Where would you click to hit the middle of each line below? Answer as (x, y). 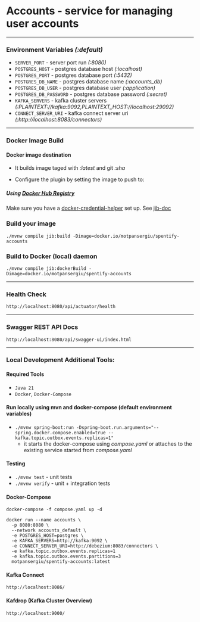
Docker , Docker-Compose (43, 394)
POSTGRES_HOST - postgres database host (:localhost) (79, 69)
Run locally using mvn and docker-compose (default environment (89, 408)
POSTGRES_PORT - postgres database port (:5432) (73, 75)
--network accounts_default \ (49, 531)
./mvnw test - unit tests (43, 477)
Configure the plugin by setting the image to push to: (79, 179)
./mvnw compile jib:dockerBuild (46, 268)
